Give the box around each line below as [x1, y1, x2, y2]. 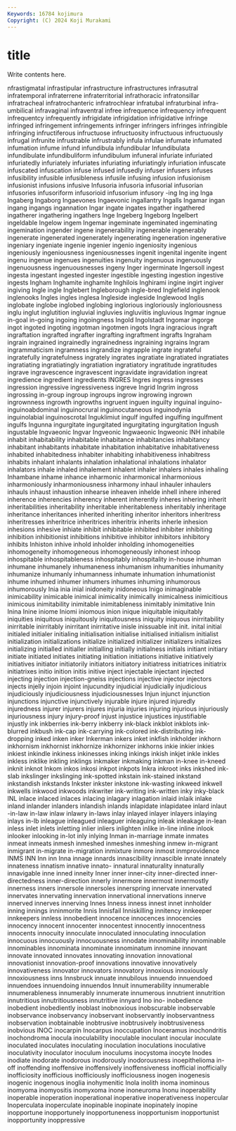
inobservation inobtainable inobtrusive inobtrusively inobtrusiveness [7, 1018, 205, 1028]
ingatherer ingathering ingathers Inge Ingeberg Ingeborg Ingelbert [7, 211, 199, 220]
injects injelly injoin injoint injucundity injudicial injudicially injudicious [7, 682, 207, 690]
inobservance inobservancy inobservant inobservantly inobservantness [7, 1011, 215, 1020]
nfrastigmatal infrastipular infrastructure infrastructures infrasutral [7, 84, 199, 92]
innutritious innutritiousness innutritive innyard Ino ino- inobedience [7, 997, 203, 1005]
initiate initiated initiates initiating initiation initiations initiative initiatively [7, 652, 214, 661]
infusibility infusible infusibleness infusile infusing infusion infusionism [7, 174, 211, 182]
